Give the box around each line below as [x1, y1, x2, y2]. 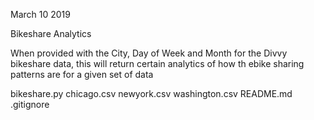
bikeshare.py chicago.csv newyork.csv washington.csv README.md [10, 88, 293, 99]
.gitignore [10, 99, 50, 110]
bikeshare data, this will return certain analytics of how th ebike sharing [10, 58, 305, 69]
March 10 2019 [10, 9, 71, 20]
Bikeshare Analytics [10, 28, 92, 39]
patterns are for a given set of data [10, 69, 154, 80]
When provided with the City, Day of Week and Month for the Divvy [10, 47, 288, 59]
